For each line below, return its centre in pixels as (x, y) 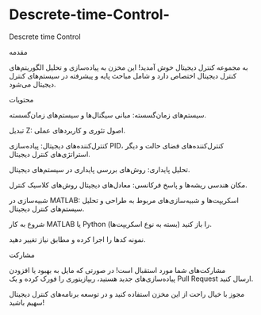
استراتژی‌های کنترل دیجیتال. (50, 154)
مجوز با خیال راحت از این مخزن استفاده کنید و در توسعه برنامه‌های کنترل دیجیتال (127, 294)
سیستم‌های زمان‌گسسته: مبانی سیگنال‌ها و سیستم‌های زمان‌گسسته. (108, 115)
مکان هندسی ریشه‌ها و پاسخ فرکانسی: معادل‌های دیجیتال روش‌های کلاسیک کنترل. (129, 185)
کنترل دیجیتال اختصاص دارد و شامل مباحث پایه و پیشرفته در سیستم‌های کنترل (123, 75)
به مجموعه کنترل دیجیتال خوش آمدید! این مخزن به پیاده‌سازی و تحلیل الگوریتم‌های (129, 67)
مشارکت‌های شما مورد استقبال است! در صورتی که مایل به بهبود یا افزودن (117, 270)
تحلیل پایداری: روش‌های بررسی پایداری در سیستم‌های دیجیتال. (100, 169)
